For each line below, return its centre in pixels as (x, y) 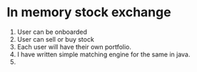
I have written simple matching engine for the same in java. (103, 54)
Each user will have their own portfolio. (74, 47)
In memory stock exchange (89, 12)
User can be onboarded (52, 32)
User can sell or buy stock (55, 39)
